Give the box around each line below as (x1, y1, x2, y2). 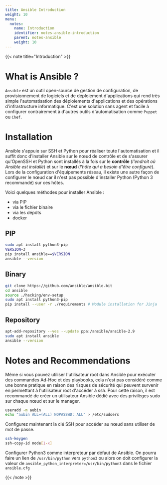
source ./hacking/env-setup (5, 293, 64, 298)
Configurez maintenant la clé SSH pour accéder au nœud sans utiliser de (5, 421, 156, 427)
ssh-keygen (5, 436, 28, 441)
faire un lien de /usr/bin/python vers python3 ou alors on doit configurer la (5, 455, 158, 461)
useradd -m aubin (5, 407, 41, 413)
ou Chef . (5, 114, 22, 120)
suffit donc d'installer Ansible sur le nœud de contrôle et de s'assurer (5, 153, 148, 159)
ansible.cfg (5, 466, 30, 471)
